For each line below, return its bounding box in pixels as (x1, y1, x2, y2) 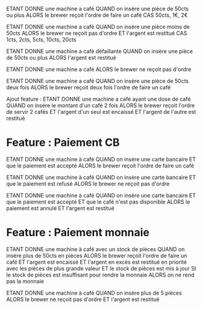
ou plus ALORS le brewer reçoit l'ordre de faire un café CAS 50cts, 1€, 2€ (6, 11, 188, 19)
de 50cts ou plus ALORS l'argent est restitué (6, 54, 116, 61)
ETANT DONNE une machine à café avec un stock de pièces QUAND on (6, 245, 185, 252)
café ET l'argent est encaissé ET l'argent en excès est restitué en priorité (6, 258, 187, 266)
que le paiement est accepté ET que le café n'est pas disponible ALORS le (6, 198, 191, 205)
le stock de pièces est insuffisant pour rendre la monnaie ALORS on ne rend (6, 271, 195, 278)
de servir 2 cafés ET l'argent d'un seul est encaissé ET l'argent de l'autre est (6, 108, 197, 115)
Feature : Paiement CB (6, 136, 120, 149)
